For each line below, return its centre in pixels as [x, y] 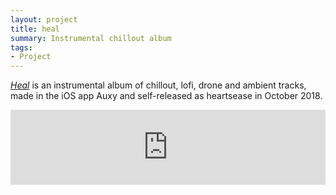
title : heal [35, 29]
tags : [21, 47]
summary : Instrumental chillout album [91, 38]
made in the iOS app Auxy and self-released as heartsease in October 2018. [166, 96]
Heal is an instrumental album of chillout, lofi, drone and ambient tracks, [158, 85]
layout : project [44, 19]
